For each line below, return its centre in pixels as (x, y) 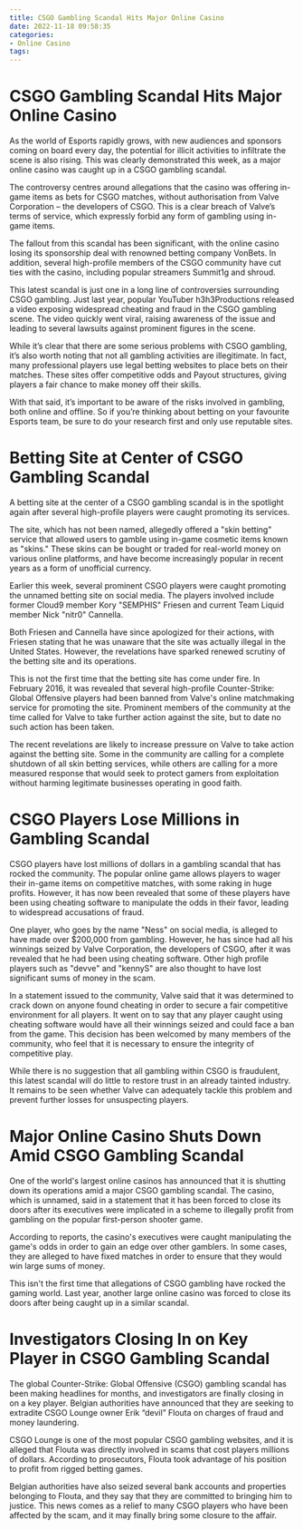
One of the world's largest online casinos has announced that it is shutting (148, 1181)
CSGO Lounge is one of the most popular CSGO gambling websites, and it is (151, 1439)
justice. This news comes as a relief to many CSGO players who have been (149, 1506)
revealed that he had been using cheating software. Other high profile (139, 959)
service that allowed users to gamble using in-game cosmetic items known (149, 539)
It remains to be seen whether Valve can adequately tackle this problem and (151, 1090)
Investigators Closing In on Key (129, 1340)
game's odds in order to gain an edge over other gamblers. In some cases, (148, 1246)
